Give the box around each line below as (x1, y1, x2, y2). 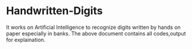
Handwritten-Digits (6, 4, 103, 18)
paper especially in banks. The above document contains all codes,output (6, 30, 186, 37)
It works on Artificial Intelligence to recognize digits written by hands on (6, 24, 181, 31)
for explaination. (6, 36, 45, 43)
